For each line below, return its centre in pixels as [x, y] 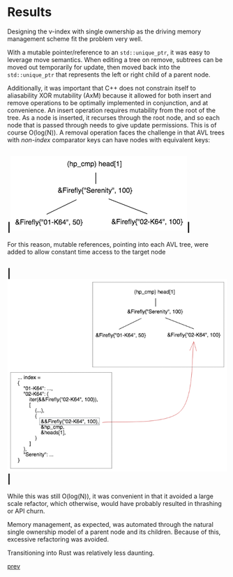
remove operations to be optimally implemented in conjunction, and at [108, 102]
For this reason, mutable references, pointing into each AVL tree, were [108, 244]
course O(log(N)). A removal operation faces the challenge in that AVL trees [116, 132]
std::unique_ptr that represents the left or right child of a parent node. [109, 75]
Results [30, 12]
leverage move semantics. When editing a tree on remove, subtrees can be [115, 59]
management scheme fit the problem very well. [75, 38]
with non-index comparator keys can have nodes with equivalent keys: [109, 139]
